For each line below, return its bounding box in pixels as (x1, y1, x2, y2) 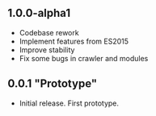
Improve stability (19, 44, 75, 55)
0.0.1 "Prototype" (7, 77, 98, 91)
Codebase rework (19, 27, 79, 37)
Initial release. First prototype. (19, 98, 119, 108)
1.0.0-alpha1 (7, 6, 70, 20)
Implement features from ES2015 (19, 36, 129, 46)
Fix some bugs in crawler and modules (19, 53, 149, 63)
